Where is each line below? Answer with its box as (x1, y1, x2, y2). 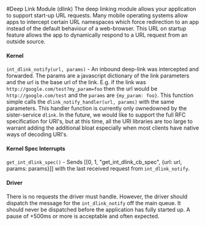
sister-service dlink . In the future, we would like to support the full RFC (6, 111, 186, 119)
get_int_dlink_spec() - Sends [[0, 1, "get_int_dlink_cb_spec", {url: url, (6, 158, 182, 166)
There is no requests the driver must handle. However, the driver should (6, 193, 188, 200)
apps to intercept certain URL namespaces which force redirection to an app (6, 18, 199, 25)
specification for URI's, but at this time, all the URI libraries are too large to (6, 118, 193, 125)
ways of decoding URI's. (6, 131, 69, 138)
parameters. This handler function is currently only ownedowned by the (6, 104, 187, 112)
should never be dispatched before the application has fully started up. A (6, 206, 191, 213)
